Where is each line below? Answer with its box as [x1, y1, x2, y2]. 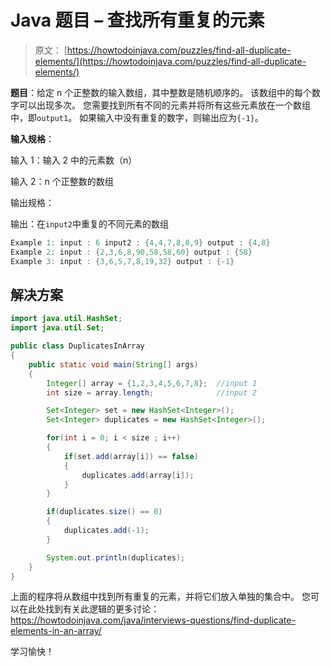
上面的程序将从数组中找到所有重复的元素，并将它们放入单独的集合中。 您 [10, 591, 311, 603]
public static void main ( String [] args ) [28, 359, 199, 370]
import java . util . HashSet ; [10, 314, 123, 324]
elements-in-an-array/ [10, 625, 102, 637]
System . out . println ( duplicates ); [46, 552, 186, 563]
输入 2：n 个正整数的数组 [10, 175, 114, 187]
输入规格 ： [10, 132, 55, 145]
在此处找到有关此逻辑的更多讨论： [18, 603, 160, 615]
